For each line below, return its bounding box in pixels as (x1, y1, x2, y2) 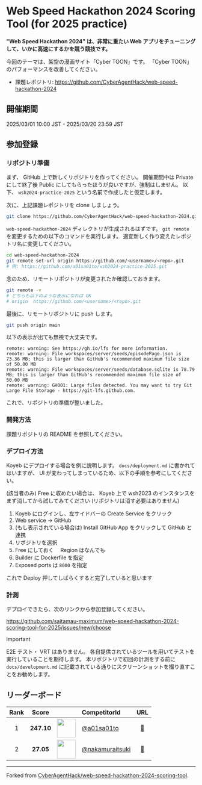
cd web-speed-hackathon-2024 (6, 252, 79, 258)
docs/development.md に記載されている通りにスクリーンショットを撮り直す (6, 663, 191, 671)
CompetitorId (81, 709, 121, 717)
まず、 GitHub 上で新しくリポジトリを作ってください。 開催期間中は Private (6, 173, 194, 181)
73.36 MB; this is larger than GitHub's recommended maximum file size (6, 356, 189, 362)
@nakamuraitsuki (81, 745, 131, 754)
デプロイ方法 (6, 447, 44, 455)
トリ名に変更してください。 (6, 240, 75, 247)
